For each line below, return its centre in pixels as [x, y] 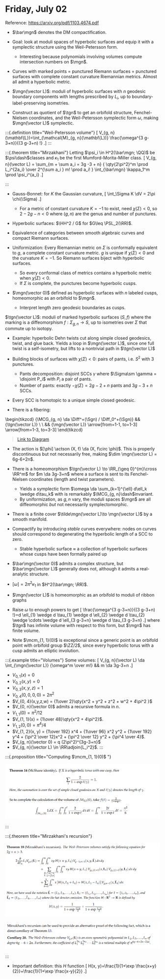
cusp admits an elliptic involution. [46, 651]
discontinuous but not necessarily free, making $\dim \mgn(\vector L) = [84, 454]
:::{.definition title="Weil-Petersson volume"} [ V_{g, [57, 132]
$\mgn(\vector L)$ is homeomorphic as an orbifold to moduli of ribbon [83, 595]
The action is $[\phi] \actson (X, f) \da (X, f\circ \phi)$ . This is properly [83, 448]
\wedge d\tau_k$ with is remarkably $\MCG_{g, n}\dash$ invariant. [86, 494]
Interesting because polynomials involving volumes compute [81, 56]
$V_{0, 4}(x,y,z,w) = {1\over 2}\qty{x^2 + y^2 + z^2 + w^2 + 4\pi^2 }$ [82, 701]
